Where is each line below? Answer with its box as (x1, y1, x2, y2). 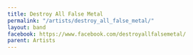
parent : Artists (7, 37, 56, 44)
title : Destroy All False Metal (7, 10, 103, 18)
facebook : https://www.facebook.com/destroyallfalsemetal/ (7, 30, 187, 38)
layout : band (7, 24, 46, 31)
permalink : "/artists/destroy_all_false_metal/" (7, 17, 155, 24)
